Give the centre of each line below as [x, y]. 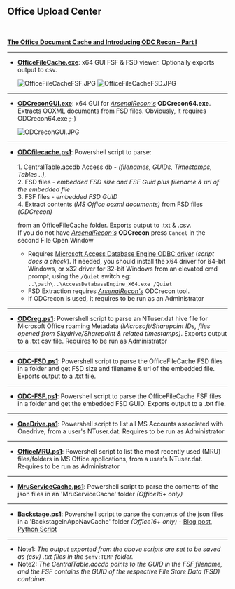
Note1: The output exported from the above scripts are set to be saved [119, 549]
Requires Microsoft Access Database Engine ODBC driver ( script [121, 253]
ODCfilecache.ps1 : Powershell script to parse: [84, 152]
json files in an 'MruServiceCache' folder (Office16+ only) [100, 494]
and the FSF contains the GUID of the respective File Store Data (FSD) [119, 571]
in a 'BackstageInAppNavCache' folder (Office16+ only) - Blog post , [115, 521]
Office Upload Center [55, 12]
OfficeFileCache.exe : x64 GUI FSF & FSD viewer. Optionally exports [116, 62]
